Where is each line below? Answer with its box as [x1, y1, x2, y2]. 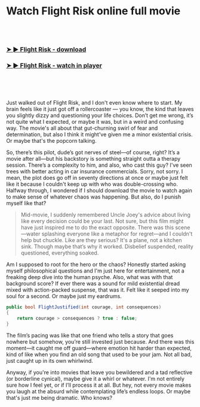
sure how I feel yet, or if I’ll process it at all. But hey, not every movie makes [6, 381, 192, 388]
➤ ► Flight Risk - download [6, 45, 87, 53]
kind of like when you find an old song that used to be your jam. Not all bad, [6, 351, 192, 358]
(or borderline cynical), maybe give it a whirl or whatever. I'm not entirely [6, 375, 185, 382]
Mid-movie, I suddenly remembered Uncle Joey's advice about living [20, 211, 191, 219]
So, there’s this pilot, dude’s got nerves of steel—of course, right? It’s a [6, 149, 180, 156]
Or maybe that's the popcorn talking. [6, 137, 97, 145]
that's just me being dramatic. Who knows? [6, 394, 112, 401]
